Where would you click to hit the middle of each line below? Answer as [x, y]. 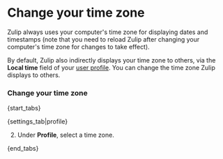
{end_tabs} [23, 149]
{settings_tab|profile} [38, 122]
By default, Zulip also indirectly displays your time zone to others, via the [111, 60]
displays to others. [34, 75]
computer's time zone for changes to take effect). [78, 47]
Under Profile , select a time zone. [66, 135]
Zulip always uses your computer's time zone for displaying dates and [108, 32]
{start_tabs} [24, 108]
